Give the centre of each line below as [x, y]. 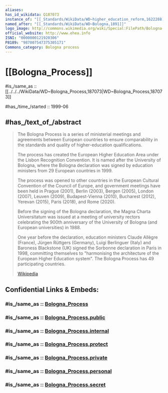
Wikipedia [28, 274]
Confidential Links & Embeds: [52, 289]
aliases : [14, 10]
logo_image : [17, 29]
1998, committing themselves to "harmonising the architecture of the [88, 253]
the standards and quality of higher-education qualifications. [80, 145]
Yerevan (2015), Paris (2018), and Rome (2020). [66, 202]
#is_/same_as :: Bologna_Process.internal [57, 331]
